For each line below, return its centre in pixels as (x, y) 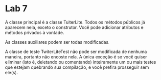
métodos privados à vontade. (35, 32)
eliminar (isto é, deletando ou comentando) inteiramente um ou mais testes (80, 62)
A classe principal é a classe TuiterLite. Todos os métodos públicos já (75, 22)
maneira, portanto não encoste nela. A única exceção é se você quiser (76, 56)
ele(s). (11, 72)
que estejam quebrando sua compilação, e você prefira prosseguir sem (77, 67)
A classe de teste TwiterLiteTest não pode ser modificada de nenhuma (76, 52)
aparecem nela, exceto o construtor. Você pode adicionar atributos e (74, 27)
